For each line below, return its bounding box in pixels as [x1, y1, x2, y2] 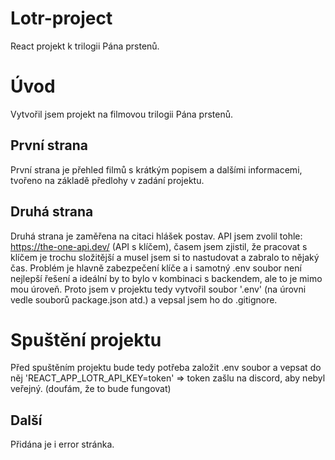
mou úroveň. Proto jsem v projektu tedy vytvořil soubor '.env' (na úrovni [10, 283, 307, 295]
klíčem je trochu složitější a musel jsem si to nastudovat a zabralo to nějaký [10, 251, 320, 263]
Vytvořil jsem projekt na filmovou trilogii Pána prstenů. [10, 108, 233, 120]
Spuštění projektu [10, 328, 162, 351]
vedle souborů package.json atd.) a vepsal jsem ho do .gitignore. [10, 293, 278, 306]
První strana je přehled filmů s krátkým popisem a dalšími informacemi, [10, 163, 303, 176]
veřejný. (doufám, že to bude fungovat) [10, 383, 172, 395]
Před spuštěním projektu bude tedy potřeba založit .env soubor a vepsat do [10, 362, 322, 374]
